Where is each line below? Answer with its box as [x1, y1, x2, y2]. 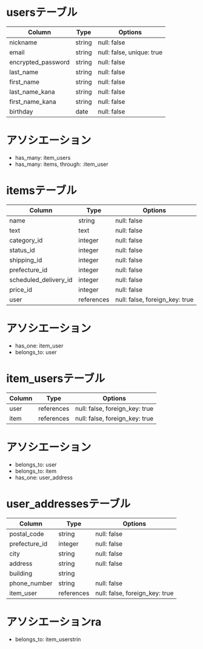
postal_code [9, 529, 44, 538]
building [9, 569, 32, 577]
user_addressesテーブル [6, 496, 131, 510]
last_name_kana [9, 88, 56, 96]
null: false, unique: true [98, 48, 162, 57]
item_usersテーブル [6, 371, 105, 385]
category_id [9, 236, 43, 244]
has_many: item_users [15, 154, 71, 161]
